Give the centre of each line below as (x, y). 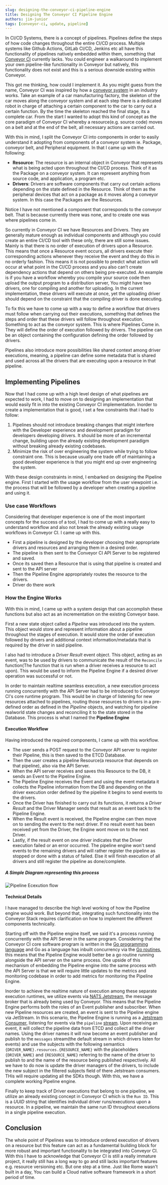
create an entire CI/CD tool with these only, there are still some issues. (77, 240)
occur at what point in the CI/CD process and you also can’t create (74, 267)
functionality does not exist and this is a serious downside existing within (80, 70)
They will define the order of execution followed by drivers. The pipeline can (84, 330)
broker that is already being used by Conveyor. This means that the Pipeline (83, 1002)
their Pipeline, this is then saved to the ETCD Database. (69, 755)
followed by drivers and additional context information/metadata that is (78, 639)
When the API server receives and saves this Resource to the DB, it (81, 771)
